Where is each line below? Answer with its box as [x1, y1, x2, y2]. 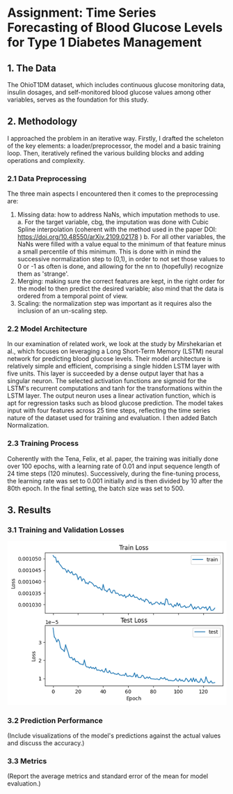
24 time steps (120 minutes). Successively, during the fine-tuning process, [7, 469, 221, 478]
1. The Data [7, 62, 57, 74]
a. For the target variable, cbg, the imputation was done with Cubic [17, 218, 209, 226]
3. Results [7, 504, 51, 516]
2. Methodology [7, 116, 78, 127]
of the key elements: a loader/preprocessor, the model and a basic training [7, 141, 221, 150]
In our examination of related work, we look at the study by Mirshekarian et [7, 340, 222, 348]
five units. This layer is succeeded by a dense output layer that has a [7, 369, 204, 377]
